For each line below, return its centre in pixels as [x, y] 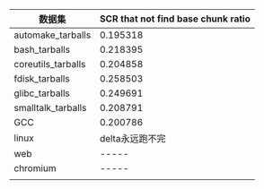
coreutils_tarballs [50, 64]
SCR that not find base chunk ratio [175, 19]
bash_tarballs [42, 50]
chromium [35, 168]
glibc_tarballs [42, 93]
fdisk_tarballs [42, 78]
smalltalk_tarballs [50, 108]
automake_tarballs [53, 35]
